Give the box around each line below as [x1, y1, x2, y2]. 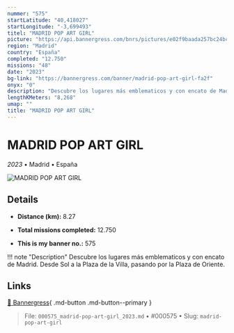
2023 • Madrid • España [7, 160, 78, 168]
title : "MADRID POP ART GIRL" [7, 107, 95, 114]
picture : [7, 36, 33, 43]
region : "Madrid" [7, 42, 58, 49]
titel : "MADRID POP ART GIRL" [7, 29, 95, 37]
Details [7, 194, 38, 206]
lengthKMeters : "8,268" [7, 95, 77, 101]
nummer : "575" [7, 10, 49, 17]
